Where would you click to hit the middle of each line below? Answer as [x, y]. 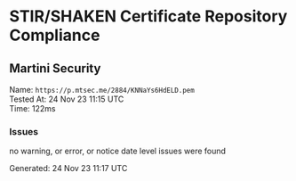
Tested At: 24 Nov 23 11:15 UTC [67, 99]
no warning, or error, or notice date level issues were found [118, 151]
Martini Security [55, 68]
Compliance [55, 35]
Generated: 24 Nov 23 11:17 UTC [68, 169]
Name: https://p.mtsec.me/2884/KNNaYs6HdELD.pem [102, 90]
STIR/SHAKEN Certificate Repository [148, 16]
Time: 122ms [32, 108]
